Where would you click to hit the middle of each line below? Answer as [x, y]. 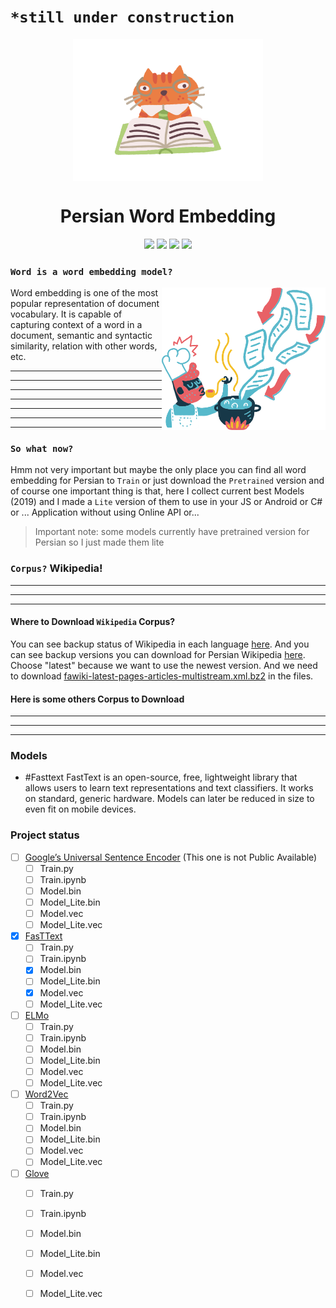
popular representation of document [85, 304]
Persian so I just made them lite [99, 542]
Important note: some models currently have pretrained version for [172, 532]
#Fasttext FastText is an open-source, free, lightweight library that [161, 777]
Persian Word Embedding [168, 216]
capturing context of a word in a [76, 325]
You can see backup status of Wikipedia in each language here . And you [160, 644]
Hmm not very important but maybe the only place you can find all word [158, 470]
